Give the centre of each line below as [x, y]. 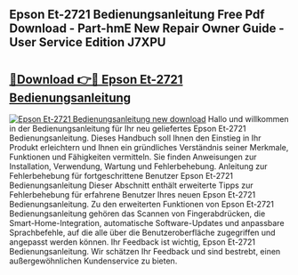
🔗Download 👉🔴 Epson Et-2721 [96, 79]
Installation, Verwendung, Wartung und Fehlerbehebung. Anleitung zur [138, 166]
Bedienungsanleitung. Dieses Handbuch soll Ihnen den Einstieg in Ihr [135, 138]
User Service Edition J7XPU [88, 42]
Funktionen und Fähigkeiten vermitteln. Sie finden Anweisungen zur [133, 157]
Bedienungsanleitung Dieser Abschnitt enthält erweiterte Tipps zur [131, 185]
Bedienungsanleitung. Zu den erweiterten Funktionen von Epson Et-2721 [141, 204]
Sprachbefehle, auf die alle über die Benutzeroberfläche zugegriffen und [142, 232]
